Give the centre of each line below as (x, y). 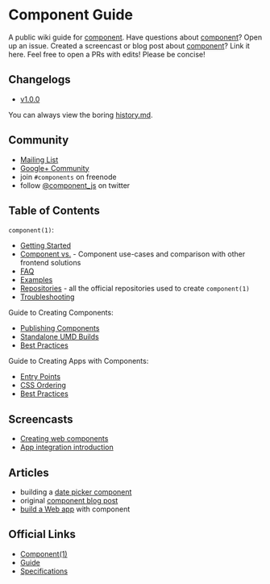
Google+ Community (55, 168)
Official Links (42, 534)
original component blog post (69, 501)
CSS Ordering (43, 386)
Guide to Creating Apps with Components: (79, 361)
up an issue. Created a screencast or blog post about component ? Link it (129, 45)
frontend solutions (50, 263)
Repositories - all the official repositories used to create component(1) (135, 289)
